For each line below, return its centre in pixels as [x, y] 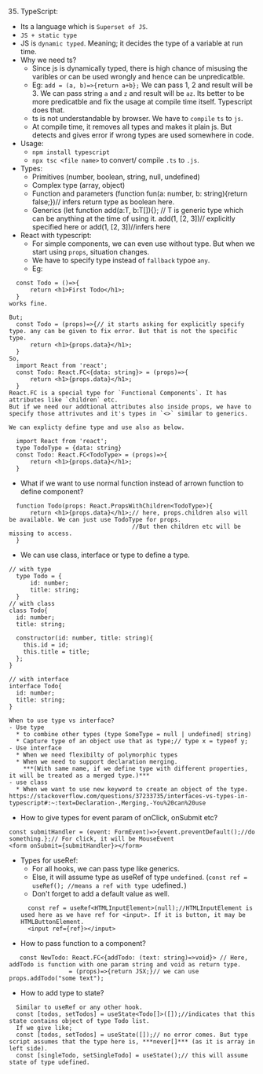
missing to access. [41, 533]
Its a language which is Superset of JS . [84, 26]
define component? [52, 491]
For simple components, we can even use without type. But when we [144, 244]
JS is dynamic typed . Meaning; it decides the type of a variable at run [131, 43]
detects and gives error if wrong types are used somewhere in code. [143, 135]
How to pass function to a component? [83, 943]
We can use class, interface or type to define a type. [105, 555]
